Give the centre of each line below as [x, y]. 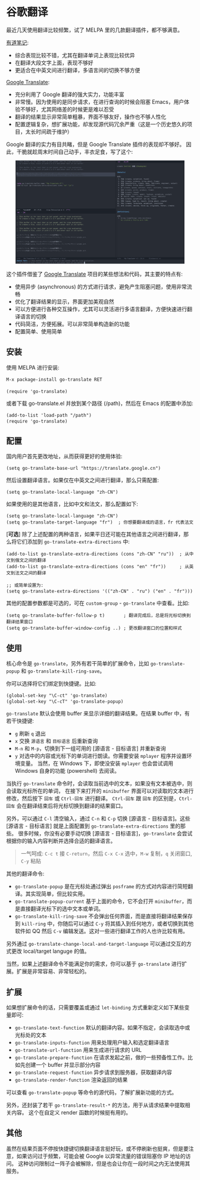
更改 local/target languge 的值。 [51, 951]
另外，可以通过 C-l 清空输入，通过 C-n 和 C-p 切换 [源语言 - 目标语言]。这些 [98, 819]
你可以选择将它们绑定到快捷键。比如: [51, 684]
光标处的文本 [30, 1035]
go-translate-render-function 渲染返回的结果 [71, 1080]
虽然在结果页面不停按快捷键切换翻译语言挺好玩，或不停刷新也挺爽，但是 [95, 1148]
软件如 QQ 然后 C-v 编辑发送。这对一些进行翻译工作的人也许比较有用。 [101, 931]
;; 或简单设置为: [25, 586]
